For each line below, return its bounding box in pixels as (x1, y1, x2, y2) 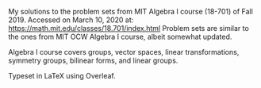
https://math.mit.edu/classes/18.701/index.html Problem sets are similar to (8, 24, 250, 33)
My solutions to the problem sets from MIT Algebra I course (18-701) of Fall (8, 7, 254, 16)
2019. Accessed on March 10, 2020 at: (8, 15, 134, 25)
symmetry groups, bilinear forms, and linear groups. (8, 55, 178, 65)
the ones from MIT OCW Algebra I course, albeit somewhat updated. (8, 32, 232, 41)
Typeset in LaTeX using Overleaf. (8, 71, 117, 80)
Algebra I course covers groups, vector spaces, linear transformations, (8, 48, 240, 56)
